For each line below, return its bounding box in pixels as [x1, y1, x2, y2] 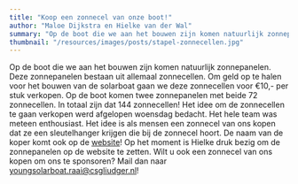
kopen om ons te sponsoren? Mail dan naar [9, 156, 167, 166]
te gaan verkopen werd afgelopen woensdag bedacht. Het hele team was [9, 109, 278, 119]
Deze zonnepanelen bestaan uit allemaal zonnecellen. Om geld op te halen [9, 72, 282, 82]
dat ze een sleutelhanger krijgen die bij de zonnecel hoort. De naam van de [9, 127, 284, 138]
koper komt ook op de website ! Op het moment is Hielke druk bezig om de [9, 137, 281, 148]
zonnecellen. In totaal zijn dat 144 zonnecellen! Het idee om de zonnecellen [9, 99, 286, 111]
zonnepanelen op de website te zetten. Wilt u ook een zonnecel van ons [9, 147, 273, 157]
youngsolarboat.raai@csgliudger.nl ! [9, 165, 139, 176]
